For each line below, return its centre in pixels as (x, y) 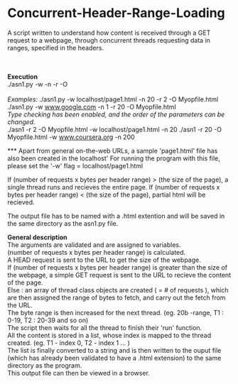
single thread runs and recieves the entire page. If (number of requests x (114, 187)
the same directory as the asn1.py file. (63, 223)
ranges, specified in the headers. (56, 48)
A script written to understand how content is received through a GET (109, 33)
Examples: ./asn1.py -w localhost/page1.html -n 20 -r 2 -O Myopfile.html (113, 99)
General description (37, 237)
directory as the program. (45, 365)
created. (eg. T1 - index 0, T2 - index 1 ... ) (69, 343)
